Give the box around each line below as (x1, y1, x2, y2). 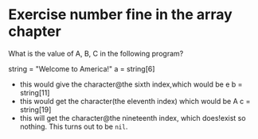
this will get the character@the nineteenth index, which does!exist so (19, 113, 246, 122)
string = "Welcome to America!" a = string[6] (8, 64, 155, 73)
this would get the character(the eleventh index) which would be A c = (19, 96, 251, 106)
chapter (8, 22, 61, 41)
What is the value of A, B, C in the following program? (8, 48, 184, 58)
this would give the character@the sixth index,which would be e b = (19, 79, 243, 89)
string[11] (19, 87, 50, 97)
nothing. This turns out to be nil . (19, 122, 128, 131)
